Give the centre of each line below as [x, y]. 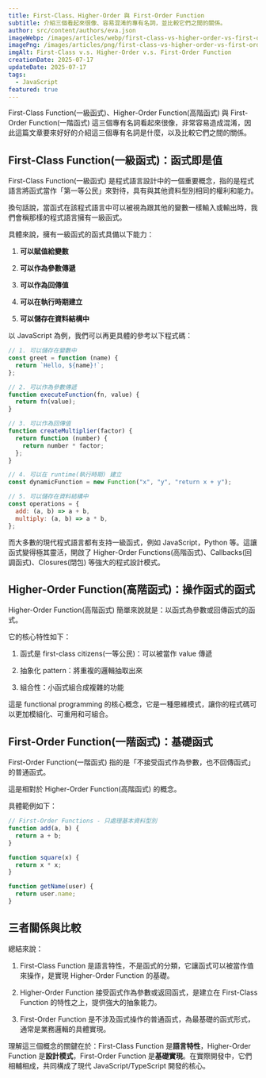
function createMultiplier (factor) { [70, 431]
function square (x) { [44, 857]
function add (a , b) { [44, 829]
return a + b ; [38, 835]
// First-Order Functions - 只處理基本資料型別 [83, 821]
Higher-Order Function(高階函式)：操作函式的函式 [132, 589]
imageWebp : [26, 38]
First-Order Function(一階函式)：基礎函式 [111, 742]
